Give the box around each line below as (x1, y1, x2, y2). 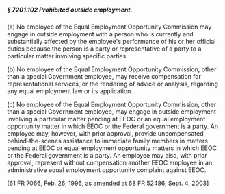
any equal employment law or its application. (7, 86, 133, 95)
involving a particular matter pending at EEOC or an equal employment (7, 114, 206, 123)
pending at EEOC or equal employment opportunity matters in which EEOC (7, 144, 217, 152)
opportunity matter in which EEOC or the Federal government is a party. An (7, 122, 219, 130)
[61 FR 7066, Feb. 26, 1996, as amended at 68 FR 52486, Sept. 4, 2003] (7, 179, 209, 187)
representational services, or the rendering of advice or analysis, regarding (7, 80, 219, 88)
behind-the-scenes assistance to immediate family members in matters (7, 136, 209, 145)
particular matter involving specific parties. (7, 51, 128, 60)
